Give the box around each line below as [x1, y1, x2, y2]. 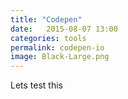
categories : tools [10, 33, 87, 43]
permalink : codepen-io [10, 42, 105, 53]
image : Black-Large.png [10, 52, 110, 62]
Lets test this [10, 79, 63, 91]
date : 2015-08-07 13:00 [10, 24, 118, 34]
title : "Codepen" [10, 14, 83, 25]
